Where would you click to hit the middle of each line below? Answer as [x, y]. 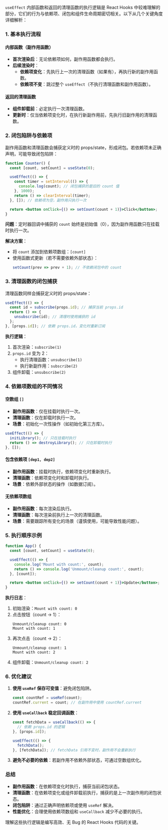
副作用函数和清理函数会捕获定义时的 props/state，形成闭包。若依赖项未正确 [83, 148]
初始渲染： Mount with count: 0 [45, 608]
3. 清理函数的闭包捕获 [31, 282]
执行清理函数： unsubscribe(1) [51, 359]
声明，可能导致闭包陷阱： [31, 154]
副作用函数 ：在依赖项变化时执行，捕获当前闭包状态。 [67, 786]
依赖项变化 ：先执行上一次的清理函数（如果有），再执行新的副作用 [87, 72]
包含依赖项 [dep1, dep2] [30, 459]
